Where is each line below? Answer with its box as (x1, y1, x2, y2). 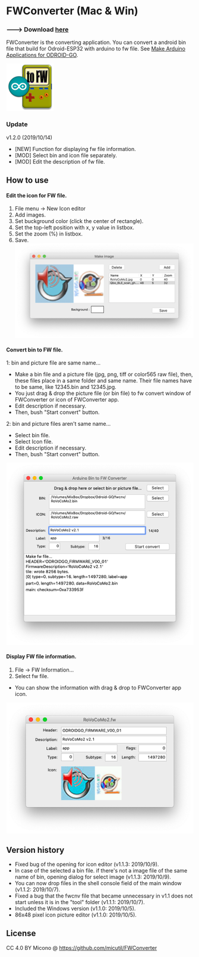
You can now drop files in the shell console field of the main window (14, 880, 182, 887)
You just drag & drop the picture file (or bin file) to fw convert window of (14, 390, 191, 397)
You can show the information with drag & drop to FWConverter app (14, 684, 182, 691)
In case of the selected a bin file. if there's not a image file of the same (14, 867, 188, 874)
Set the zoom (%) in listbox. (14, 230, 83, 237)
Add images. (14, 211, 46, 218)
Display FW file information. (6, 653, 77, 660)
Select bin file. (14, 432, 50, 439)
